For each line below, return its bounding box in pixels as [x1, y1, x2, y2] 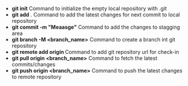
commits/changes [11, 61, 56, 68]
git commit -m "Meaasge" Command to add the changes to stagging [11, 23, 180, 30]
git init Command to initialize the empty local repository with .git [11, 5, 167, 12]
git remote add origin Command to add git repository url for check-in [11, 49, 179, 55]
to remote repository [11, 73, 62, 80]
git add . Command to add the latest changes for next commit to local [11, 11, 180, 18]
